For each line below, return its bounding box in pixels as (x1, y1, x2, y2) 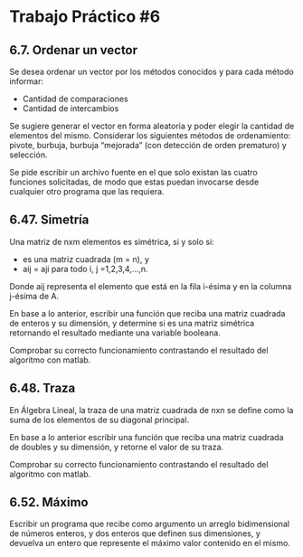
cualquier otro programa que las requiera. (9, 186, 165, 196)
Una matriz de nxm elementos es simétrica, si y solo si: (9, 236, 214, 247)
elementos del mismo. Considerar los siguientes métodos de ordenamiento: (9, 130, 291, 141)
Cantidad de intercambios (22, 103, 119, 114)
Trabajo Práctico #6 (9, 6, 161, 27)
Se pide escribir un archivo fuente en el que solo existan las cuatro (9, 167, 258, 177)
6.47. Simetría (9, 212, 90, 228)
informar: (9, 76, 43, 87)
